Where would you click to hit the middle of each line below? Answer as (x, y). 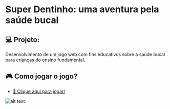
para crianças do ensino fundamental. (45, 60)
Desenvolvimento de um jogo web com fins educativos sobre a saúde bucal (85, 54)
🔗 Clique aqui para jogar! (39, 91)
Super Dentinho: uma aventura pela (82, 9)
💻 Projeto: (23, 39)
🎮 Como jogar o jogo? (41, 77)
